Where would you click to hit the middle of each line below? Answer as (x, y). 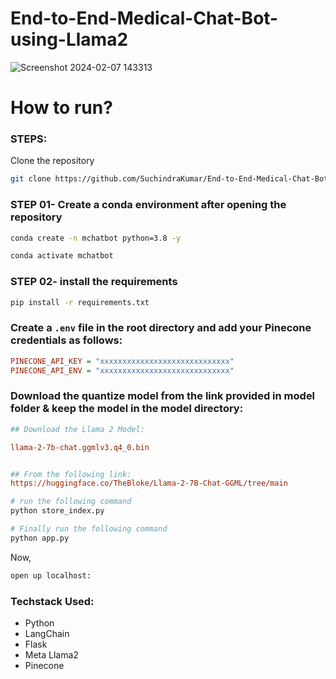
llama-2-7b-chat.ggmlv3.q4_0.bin (80, 447)
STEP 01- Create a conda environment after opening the (148, 205)
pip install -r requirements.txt (80, 302)
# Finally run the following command (89, 529)
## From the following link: (71, 474)
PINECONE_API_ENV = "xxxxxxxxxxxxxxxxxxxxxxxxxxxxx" (122, 370)
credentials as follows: (66, 340)
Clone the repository (52, 161)
